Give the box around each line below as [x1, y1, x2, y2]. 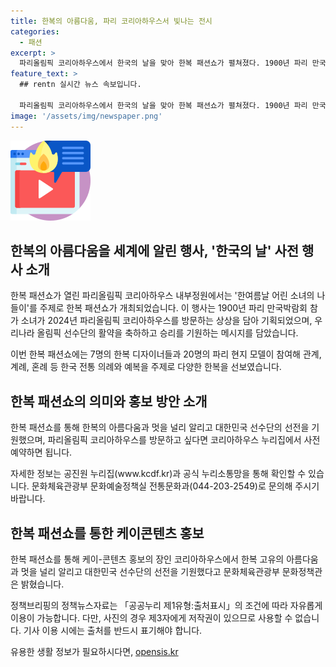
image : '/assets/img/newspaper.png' [10, 111, 163, 121]
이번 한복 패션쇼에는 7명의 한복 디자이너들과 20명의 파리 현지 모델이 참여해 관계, [10, 348, 322, 360]
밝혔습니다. [20, 578, 65, 590]
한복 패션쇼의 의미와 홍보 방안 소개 [10, 393, 208, 410]
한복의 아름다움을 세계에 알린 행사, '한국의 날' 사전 [10, 242, 300, 259]
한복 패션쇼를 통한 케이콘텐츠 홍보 [10, 525, 205, 542]
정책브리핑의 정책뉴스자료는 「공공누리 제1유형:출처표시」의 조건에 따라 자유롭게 [10, 599, 323, 611]
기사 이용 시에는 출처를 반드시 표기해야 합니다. [23, 624, 203, 636]
